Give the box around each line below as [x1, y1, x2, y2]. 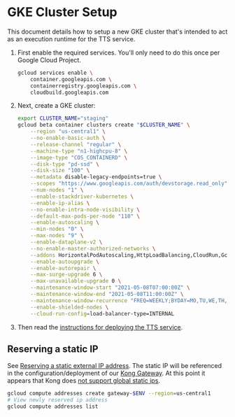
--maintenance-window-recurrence [30, 297, 128, 304]
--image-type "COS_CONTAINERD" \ [30, 154, 128, 161]
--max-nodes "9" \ [30, 232, 84, 239]
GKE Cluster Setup [7, 4, 117, 20]
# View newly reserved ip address [7, 397, 108, 404]
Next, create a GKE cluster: [17, 101, 96, 110]
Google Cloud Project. [17, 55, 82, 64]
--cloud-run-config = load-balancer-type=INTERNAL [30, 310, 175, 317]
